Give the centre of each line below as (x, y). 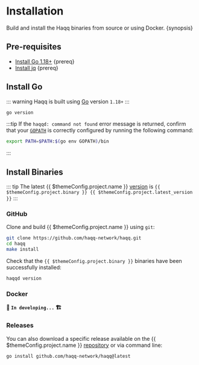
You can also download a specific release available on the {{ (81, 338)
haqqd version (24, 279)
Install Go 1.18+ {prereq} (45, 61)
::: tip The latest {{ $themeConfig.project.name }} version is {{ (84, 187)
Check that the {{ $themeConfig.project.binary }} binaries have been (94, 261)
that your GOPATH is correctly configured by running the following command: (100, 131)
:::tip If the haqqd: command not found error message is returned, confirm (96, 124)
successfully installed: (34, 268)
